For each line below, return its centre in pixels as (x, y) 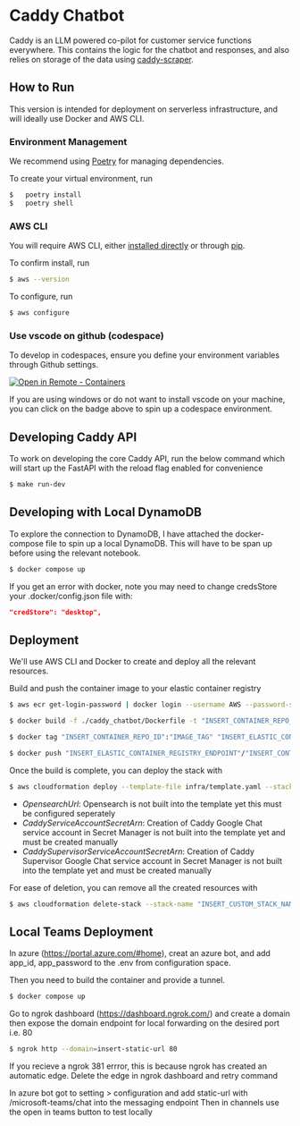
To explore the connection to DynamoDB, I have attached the (121, 534)
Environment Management (68, 141)
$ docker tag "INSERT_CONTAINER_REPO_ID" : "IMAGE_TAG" (112, 737)
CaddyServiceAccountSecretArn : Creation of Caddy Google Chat (142, 823)
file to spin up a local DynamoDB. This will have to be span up (159, 543)
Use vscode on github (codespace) (87, 335)
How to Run (42, 87)
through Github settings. (54, 365)
